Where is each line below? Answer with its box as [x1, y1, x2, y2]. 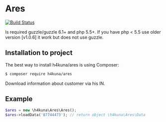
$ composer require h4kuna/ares [5, 71, 72, 76]
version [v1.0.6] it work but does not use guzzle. [5, 34, 103, 40]
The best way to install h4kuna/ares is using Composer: [5, 61, 119, 67]
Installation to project [5, 49, 73, 57]
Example [5, 95, 33, 103]
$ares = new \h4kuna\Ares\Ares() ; [5, 108, 77, 113]
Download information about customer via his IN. [5, 80, 105, 86]
